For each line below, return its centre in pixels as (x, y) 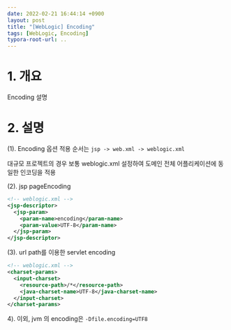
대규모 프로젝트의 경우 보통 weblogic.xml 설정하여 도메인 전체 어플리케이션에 (112, 164)
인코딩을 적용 (38, 172)
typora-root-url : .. (37, 40)
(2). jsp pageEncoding (39, 186)
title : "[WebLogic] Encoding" (51, 27)
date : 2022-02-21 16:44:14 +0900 (56, 14)
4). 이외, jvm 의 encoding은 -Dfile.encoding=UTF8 (77, 319)
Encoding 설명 (27, 97)
